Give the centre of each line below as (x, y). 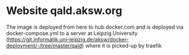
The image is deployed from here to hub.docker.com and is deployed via (95, 27)
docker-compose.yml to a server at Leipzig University (72, 33)
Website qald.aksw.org (64, 11)
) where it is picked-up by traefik (122, 46)
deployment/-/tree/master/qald (44, 46)
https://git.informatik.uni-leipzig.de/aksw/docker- (68, 39)
